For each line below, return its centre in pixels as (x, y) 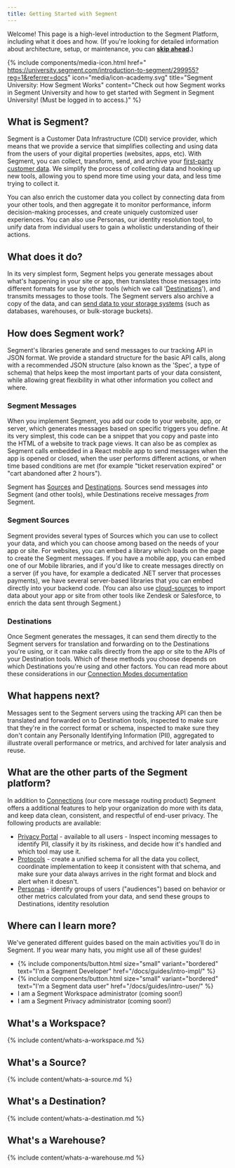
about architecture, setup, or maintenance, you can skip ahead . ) (101, 49)
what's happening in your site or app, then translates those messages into (114, 281)
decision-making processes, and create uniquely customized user (103, 212)
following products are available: (54, 823)
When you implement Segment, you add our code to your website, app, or (114, 421)
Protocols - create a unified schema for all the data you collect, (108, 858)
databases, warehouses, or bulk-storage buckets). (80, 311)
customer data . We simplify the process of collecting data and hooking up (114, 169)
